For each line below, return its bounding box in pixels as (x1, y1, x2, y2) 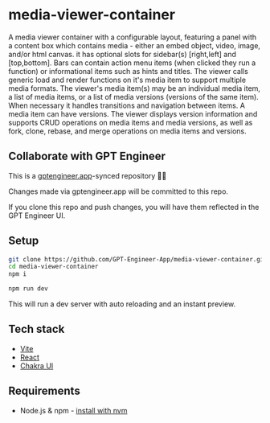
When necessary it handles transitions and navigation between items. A (8, 101, 245, 110)
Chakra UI (19, 360, 54, 371)
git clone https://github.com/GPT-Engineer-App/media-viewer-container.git (8, 255, 268, 263)
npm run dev (8, 285, 48, 293)
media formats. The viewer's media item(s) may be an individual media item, (8, 83, 261, 93)
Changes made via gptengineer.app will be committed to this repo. (8, 187, 229, 196)
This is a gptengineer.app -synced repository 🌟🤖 (8, 170, 167, 180)
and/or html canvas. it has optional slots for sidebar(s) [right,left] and (8, 49, 237, 59)
